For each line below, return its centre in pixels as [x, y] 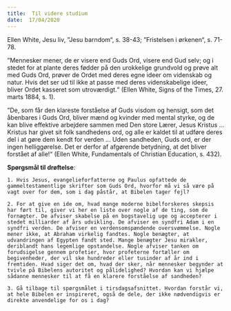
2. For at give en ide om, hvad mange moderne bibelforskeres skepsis [111, 204]
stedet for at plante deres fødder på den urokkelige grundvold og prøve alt [113, 67]
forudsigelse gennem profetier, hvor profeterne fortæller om [98, 252]
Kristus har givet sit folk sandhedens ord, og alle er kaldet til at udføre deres [115, 132]
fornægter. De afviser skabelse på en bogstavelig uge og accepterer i [112, 216]
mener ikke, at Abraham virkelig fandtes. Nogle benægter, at [98, 234]
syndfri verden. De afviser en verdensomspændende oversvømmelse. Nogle [114, 228]
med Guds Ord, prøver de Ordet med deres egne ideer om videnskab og [110, 75]
